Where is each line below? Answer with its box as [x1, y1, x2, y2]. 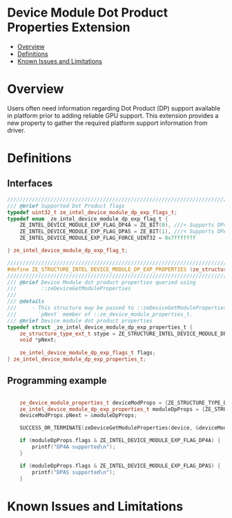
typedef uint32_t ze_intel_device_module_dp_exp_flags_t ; [7, 209, 177, 215]
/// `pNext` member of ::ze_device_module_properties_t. [7, 311, 193, 318]
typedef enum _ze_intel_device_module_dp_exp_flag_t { [7, 215, 168, 222]
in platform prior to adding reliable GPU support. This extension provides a [7, 111, 219, 119]
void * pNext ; [19, 336, 57, 343]
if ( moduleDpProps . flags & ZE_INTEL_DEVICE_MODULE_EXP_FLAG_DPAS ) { [19, 462, 221, 469]
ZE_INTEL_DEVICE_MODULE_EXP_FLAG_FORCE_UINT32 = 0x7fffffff [19, 235, 196, 242]
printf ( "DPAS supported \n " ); [32, 468, 116, 476]
